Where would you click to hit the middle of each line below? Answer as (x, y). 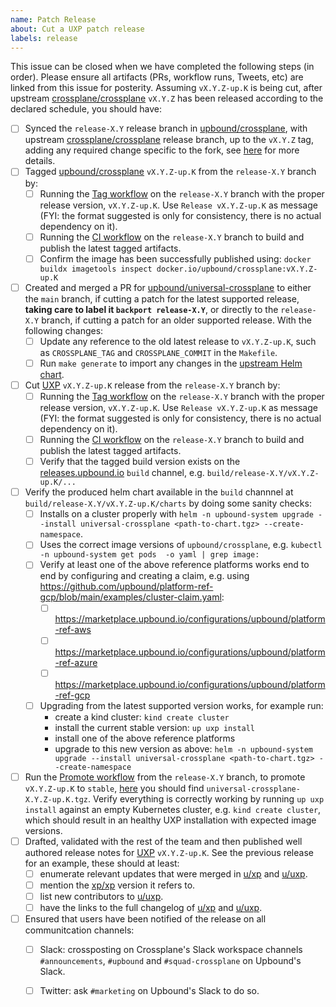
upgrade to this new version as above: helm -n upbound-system (183, 748)
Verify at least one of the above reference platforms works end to (174, 565)
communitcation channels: (79, 930)
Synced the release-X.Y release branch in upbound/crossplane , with (166, 128)
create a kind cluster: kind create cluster (142, 717)
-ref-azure (76, 662)
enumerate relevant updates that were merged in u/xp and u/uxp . (173, 873)
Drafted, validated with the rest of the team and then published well (163, 841)
